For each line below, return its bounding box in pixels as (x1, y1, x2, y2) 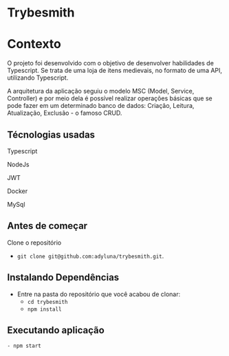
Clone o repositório (7, 238, 62, 247)
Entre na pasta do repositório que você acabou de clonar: (17, 290, 181, 298)
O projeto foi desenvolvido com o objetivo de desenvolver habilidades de (7, 59, 215, 67)
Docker (7, 187, 28, 195)
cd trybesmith (27, 298, 68, 305)
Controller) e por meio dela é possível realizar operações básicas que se (7, 94, 212, 102)
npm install (27, 306, 62, 313)
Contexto (7, 36, 62, 52)
